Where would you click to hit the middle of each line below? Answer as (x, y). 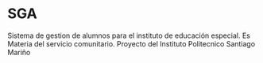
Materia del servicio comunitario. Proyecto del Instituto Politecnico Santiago (131, 43)
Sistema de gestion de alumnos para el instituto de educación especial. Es (129, 35)
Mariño (19, 52)
